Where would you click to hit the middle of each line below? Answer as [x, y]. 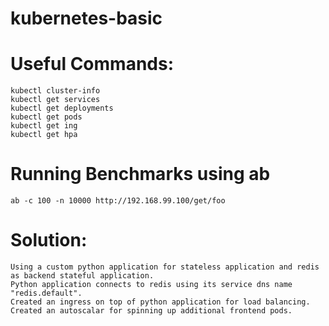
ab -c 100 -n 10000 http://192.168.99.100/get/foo [118, 201]
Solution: [49, 240]
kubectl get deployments [62, 108]
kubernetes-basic [86, 18]
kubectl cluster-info [55, 91]
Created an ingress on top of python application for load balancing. [160, 302]
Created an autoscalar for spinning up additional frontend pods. [151, 311]
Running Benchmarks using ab [140, 174]
